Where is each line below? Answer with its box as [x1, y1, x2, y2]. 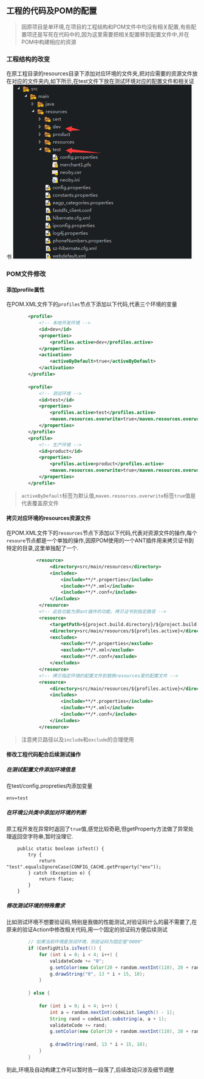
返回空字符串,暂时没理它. [11, 833, 74, 840]
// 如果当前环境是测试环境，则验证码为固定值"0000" [28, 939, 143, 945]
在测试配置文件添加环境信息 [6, 765, 76, 773]
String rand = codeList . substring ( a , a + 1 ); [49, 1016, 167, 1022]
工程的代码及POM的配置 [6, 5, 97, 16]
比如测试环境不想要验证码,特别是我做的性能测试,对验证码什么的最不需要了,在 [6, 919, 197, 926]
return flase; [38, 876, 75, 883]
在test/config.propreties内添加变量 [6, 782, 93, 790]
